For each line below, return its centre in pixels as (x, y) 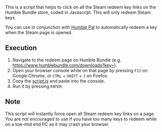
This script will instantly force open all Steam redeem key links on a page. (80, 114)
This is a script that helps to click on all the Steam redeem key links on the (81, 7)
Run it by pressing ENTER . (37, 86)
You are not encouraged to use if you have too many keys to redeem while (81, 119)
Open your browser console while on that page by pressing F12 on (80, 70)
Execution (21, 48)
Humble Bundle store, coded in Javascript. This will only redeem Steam (78, 12)
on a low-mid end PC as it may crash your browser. (57, 124)
